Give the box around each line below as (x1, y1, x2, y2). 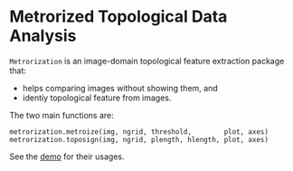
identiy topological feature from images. (22, 92, 172, 103)
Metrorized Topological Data (9, 6, 228, 27)
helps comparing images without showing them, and (22, 82, 219, 93)
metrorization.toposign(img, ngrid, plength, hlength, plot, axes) (9, 135, 269, 144)
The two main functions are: (9, 109, 115, 120)
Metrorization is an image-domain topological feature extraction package (9, 55, 285, 66)
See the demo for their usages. (9, 151, 125, 162)
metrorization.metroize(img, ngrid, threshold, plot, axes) (9, 127, 269, 137)
